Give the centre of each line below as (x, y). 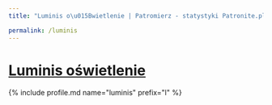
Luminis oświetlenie (77, 70)
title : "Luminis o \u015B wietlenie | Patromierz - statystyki (114, 16)
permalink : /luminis (43, 30)
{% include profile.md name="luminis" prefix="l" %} (95, 93)
